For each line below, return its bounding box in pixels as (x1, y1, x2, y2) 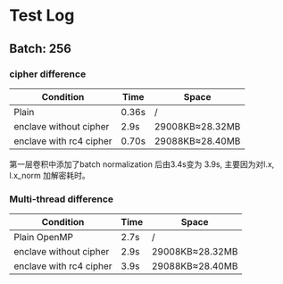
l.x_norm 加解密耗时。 (9, 170, 91, 180)
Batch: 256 (9, 41, 71, 56)
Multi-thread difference (9, 193, 114, 205)
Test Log (9, 5, 75, 26)
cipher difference (9, 68, 87, 80)
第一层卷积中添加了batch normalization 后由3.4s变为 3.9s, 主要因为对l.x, (9, 158, 275, 170)
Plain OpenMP (13, 231, 74, 244)
